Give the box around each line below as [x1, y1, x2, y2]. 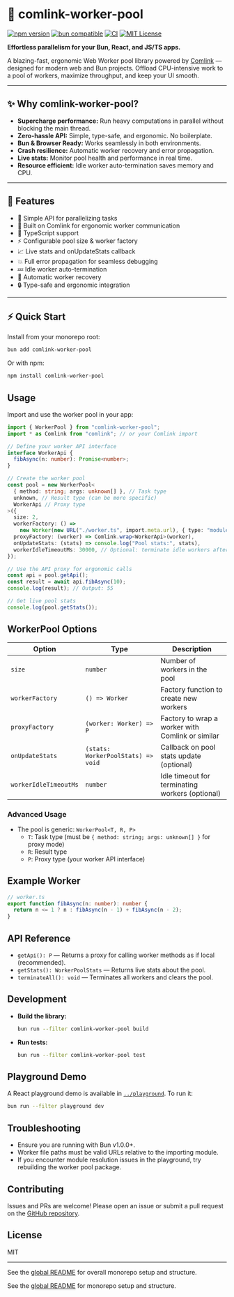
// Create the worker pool [7, 475, 86, 482]
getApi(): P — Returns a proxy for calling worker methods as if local [17, 951, 214, 959]
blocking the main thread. [17, 124, 91, 132]
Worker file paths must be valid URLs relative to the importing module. [17, 1148, 219, 1157]
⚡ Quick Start [7, 311, 66, 323]
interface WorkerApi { [7, 450, 73, 457]
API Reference [7, 932, 71, 944]
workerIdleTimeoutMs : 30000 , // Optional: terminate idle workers [13, 546, 210, 554]
